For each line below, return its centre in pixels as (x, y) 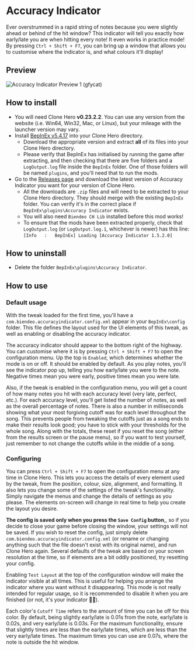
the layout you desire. (32, 509)
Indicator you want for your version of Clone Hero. (75, 185)
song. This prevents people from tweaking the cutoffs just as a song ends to (98, 419)
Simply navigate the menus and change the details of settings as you (89, 496)
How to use (27, 286)
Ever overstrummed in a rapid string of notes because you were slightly (92, 27)
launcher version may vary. (47, 129)
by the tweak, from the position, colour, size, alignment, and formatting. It (94, 484)
